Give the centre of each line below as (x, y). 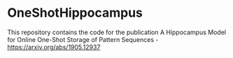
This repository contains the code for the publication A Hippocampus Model (116, 32)
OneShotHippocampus (75, 13)
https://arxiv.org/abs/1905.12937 (54, 47)
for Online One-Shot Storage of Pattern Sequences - (83, 39)
